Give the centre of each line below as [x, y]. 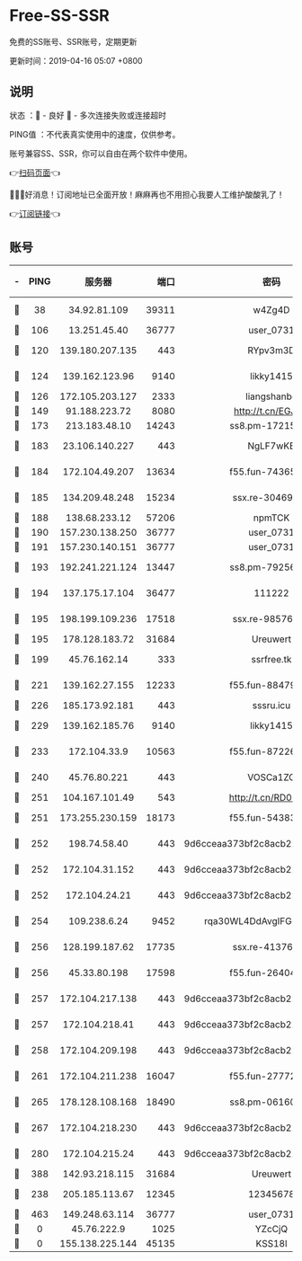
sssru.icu [271, 705]
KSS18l [271, 1243]
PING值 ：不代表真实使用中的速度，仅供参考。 [95, 134]
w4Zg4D [271, 309]
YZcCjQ [271, 1229]
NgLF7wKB [271, 446]
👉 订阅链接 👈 [35, 213]
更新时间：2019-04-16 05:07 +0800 [76, 60]
